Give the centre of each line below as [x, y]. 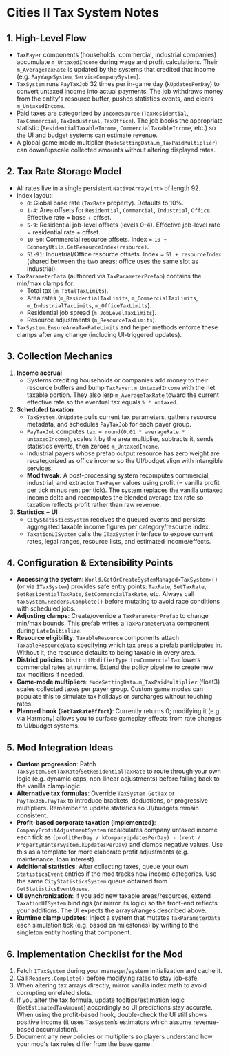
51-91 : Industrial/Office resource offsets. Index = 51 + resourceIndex [124, 254]
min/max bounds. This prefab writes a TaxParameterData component [113, 623]
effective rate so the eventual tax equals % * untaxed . [102, 402]
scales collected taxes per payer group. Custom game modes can [110, 689]
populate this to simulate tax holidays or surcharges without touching [114, 697]
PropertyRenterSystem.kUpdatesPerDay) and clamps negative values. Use [119, 845]
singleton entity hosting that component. [74, 932]
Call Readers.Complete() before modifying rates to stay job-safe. [107, 978]
